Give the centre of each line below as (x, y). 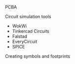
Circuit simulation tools (28, 16)
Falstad (20, 36)
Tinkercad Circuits (31, 31)
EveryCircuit (25, 42)
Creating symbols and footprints (37, 56)
